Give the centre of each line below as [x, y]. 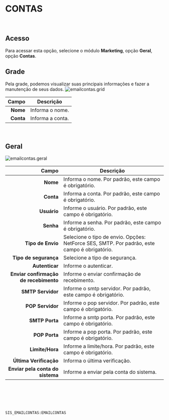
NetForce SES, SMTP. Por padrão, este [109, 243]
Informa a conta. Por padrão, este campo [112, 194]
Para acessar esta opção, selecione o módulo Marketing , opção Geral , [79, 50]
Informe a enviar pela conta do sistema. [110, 372]
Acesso [17, 38]
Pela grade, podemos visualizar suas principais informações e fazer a [77, 84]
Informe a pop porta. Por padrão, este [108, 332]
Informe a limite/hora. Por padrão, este [109, 346]
